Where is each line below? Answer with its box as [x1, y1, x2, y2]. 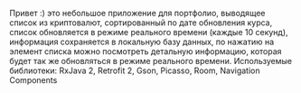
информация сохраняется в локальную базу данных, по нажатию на [9, 36, 275, 47]
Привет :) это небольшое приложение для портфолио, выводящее [9, 8, 266, 18]
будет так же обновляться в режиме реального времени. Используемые [9, 56, 292, 66]
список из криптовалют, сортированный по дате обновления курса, [9, 17, 273, 28]
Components [9, 75, 58, 85]
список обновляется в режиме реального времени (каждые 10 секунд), [9, 27, 288, 37]
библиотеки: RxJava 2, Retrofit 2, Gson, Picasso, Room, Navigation [9, 65, 260, 76]
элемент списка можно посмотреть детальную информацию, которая [9, 46, 282, 57]
